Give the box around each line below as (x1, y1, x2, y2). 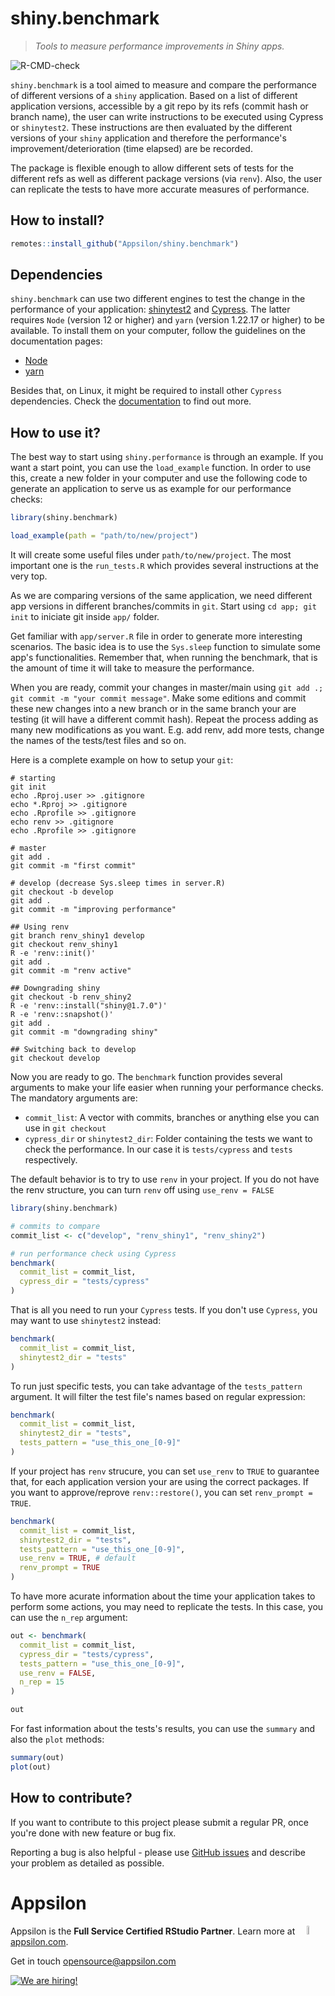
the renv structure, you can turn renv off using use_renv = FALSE (10, 1184, 275, 1196)
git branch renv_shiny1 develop (10, 931, 145, 941)
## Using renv (10, 922, 70, 932)
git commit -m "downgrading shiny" (10, 1027, 159, 1037)
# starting (10, 773, 56, 783)
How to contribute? (10, 1790, 133, 1807)
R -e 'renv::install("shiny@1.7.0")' (10, 1001, 168, 1011)
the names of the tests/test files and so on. (10, 735, 187, 746)
